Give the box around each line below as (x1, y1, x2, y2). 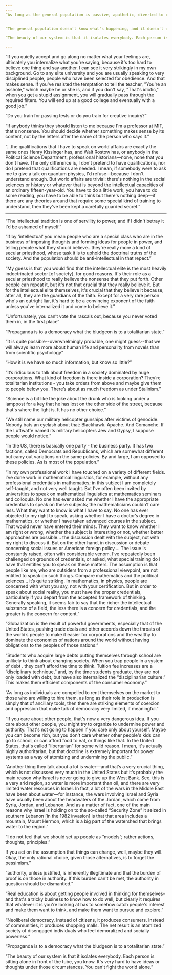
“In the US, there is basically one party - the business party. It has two (5, 443, 154, 449)
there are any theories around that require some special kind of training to (5, 198, 161, 204)
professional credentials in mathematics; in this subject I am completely (5, 480, 156, 486)
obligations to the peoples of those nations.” (5, 642, 99, 648)
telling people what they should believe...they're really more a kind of (5, 245, 151, 251)
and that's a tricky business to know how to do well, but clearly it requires (5, 896, 161, 902)
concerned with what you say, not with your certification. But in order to (5, 583, 157, 590)
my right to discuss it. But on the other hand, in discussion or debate (5, 540, 149, 546)
